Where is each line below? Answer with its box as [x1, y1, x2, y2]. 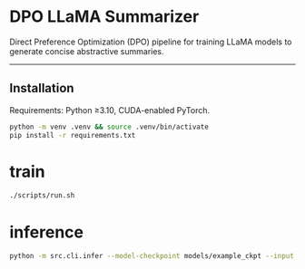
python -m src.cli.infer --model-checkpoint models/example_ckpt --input [9, 252, 295, 261]
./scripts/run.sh [9, 191, 75, 200]
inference [9, 222, 84, 242]
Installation [9, 81, 74, 96]
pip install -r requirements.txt [9, 130, 136, 139]
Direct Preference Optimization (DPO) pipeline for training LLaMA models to [9, 36, 292, 47]
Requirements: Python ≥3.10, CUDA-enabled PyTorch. [9, 104, 211, 115]
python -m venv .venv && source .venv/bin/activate [9, 122, 209, 131]
